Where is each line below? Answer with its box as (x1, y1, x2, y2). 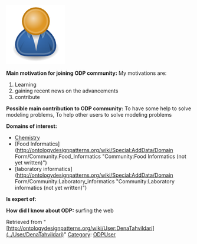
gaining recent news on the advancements (14, 87, 119, 94)
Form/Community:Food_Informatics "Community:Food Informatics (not (14, 153, 187, 160)
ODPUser (93, 231, 116, 238)
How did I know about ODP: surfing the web (6, 207, 114, 214)
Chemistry (14, 134, 40, 141)
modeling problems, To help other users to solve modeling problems (6, 111, 172, 118)
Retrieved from (6, 219, 42, 225)
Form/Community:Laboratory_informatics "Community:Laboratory (14, 178, 175, 184)
